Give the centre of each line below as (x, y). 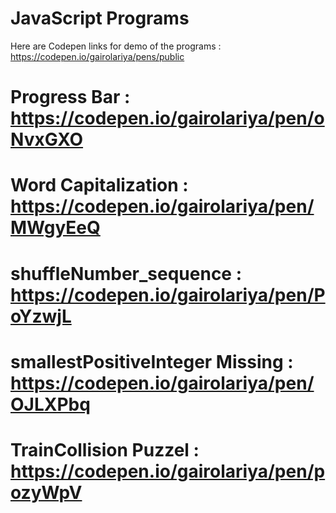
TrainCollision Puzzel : (105, 449)
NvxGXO (47, 139)
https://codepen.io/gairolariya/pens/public (97, 56)
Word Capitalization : (99, 185)
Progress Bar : (70, 97)
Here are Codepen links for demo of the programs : (116, 46)
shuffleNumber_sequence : (126, 273)
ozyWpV (46, 492)
